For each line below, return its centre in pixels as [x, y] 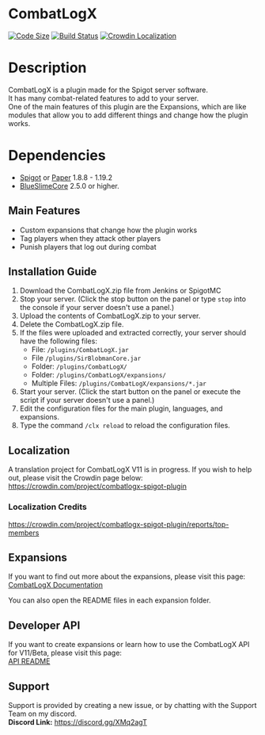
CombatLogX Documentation [56, 585]
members [24, 533]
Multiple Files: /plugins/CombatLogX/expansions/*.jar [119, 383]
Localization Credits [47, 507]
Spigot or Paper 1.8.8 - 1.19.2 [66, 177]
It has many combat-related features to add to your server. [104, 98]
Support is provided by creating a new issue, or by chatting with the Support [132, 705]
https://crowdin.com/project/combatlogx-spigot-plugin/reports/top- [119, 524]
